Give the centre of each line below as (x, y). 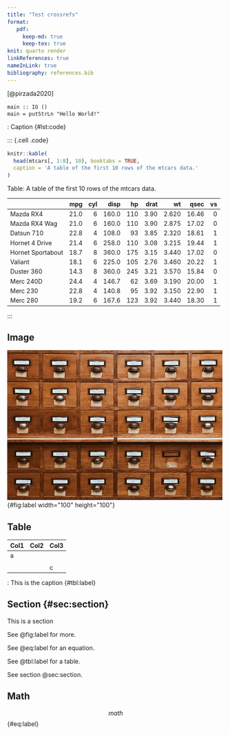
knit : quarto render (37, 51)
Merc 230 (24, 291)
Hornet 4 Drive (31, 242)
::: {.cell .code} (28, 140)
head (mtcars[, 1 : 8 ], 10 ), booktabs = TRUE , (76, 161)
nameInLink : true (32, 66)
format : (18, 22)
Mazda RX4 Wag (34, 224)
